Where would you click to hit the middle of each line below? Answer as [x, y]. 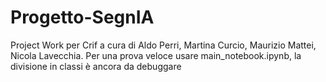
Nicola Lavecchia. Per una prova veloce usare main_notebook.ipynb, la [156, 55]
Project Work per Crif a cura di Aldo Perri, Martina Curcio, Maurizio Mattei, [163, 45]
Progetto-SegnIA [82, 17]
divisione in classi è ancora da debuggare [96, 66]
